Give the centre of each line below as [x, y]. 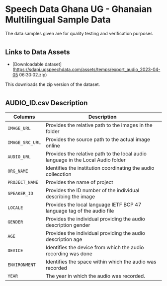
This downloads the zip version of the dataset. [53, 84]
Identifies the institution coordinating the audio [100, 168]
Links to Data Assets [38, 52]
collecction [58, 174]
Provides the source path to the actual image [98, 140]
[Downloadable [28, 64]
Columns [24, 117]
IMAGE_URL [19, 128]
